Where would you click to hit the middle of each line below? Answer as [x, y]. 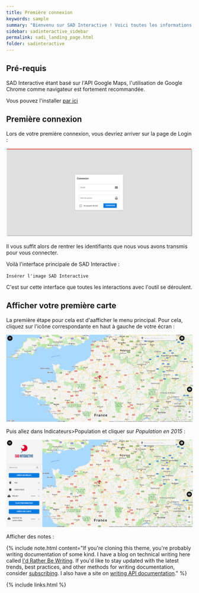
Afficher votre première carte [61, 306]
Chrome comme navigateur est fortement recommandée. [76, 89]
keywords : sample [28, 19]
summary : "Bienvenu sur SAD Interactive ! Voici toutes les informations [99, 25]
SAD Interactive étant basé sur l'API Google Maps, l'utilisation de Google [94, 82]
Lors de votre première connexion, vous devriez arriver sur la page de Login [99, 133]
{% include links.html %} [36, 585]
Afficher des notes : [30, 536]
